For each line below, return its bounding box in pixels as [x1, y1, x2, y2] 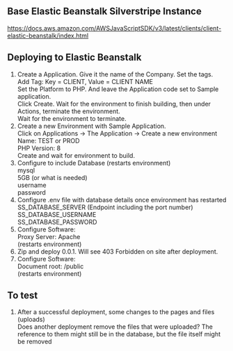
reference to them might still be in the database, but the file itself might [17, 330, 221, 338]
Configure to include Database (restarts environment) [17, 158, 171, 167]
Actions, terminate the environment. [17, 107, 120, 115]
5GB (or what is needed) [17, 173, 88, 181]
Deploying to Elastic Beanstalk [7, 51, 142, 63]
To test [7, 290, 38, 302]
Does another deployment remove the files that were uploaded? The [17, 323, 214, 331]
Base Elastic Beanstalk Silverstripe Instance [7, 6, 202, 17]
